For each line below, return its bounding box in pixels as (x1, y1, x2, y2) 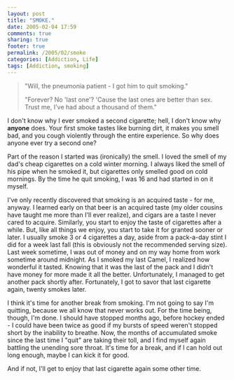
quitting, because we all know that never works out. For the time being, (7, 306, 212, 314)
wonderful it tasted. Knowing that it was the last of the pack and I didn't (7, 262, 214, 271)
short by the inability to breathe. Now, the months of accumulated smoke (7, 328, 217, 337)
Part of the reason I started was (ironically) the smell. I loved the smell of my (7, 152, 227, 161)
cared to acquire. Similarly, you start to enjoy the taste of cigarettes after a (7, 218, 222, 226)
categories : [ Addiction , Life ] (7, 56, 99, 63)
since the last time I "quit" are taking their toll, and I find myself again (7, 336, 207, 344)
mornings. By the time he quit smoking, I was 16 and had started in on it (7, 175, 214, 183)
